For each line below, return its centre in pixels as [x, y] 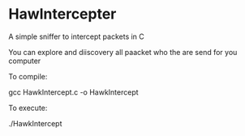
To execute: [28, 108]
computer [25, 61]
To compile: [28, 76]
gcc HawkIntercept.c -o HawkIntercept [74, 92]
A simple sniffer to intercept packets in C [76, 36]
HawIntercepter [62, 14]
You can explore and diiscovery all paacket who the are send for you [123, 52]
